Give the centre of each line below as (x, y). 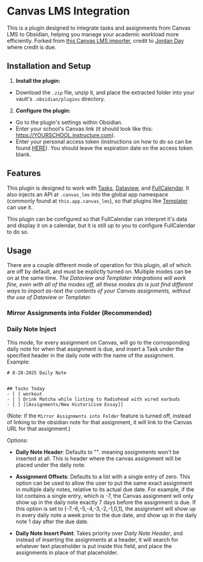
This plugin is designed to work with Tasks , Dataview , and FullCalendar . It (98, 188)
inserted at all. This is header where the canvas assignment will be (98, 458)
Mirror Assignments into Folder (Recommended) (79, 313)
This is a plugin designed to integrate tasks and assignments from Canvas (99, 28)
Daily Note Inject (32, 329)
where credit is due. (32, 47)
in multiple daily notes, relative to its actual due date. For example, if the (105, 489)
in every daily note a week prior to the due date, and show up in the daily (106, 515)
